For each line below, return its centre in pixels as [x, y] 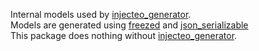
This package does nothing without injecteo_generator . [124, 35]
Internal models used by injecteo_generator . [101, 14]
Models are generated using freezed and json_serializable [129, 25]
